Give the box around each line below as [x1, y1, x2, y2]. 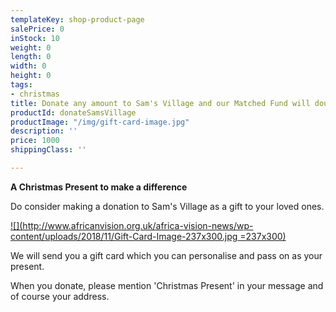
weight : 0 [10, 42, 52, 53]
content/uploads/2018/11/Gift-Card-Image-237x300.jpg [10, 230, 238, 242]
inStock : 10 [10, 33, 60, 43]
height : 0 [10, 71, 52, 81]
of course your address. [10, 290, 110, 302]
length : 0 [10, 52, 52, 62]
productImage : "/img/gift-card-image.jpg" [10, 117, 190, 127]
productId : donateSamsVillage [10, 107, 137, 118]
